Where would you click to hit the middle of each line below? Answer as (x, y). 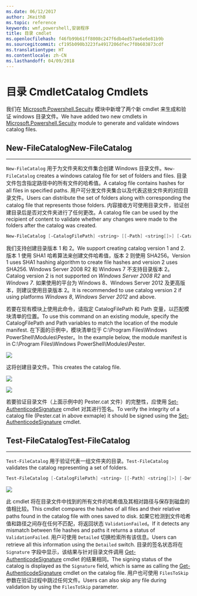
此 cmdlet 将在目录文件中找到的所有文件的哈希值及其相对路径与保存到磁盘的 (98, 501)
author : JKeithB (26, 17)
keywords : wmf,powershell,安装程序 (48, 28)
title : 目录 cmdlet (29, 34)
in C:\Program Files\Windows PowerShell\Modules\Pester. (76, 344)
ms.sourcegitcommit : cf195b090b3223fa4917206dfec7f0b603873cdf (85, 45)
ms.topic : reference (31, 22)
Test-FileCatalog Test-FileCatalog (68, 440)
